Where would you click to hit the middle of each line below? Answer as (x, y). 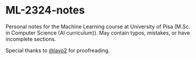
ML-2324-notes (45, 10)
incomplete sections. (31, 39)
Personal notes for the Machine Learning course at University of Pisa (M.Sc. (98, 26)
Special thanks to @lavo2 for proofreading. (58, 50)
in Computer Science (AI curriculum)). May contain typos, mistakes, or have (98, 32)
